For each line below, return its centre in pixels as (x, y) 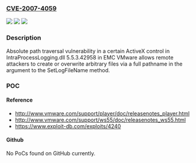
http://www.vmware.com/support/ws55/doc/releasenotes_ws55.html (100, 120)
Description (24, 38)
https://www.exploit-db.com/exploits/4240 (68, 126)
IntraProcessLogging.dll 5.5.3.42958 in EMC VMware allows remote (90, 57)
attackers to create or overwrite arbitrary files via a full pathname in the (94, 64)
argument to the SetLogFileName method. (58, 70)
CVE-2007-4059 (32, 8)
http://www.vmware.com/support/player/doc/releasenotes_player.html (102, 113)
